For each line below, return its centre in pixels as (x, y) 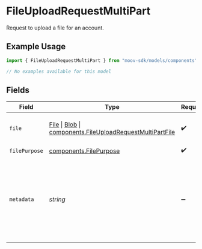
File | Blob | (65, 124)
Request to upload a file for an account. (55, 28)
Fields (18, 90)
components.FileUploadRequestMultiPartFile (112, 132)
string (57, 200)
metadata (22, 199)
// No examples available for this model (59, 71)
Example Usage (36, 47)
